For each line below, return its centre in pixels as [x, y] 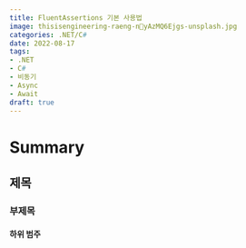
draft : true [32, 102]
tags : [20, 52]
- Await [24, 94]
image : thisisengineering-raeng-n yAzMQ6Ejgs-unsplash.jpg [123, 26]
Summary [47, 147]
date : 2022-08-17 [42, 43]
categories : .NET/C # [49, 35]
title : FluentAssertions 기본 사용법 [76, 18]
